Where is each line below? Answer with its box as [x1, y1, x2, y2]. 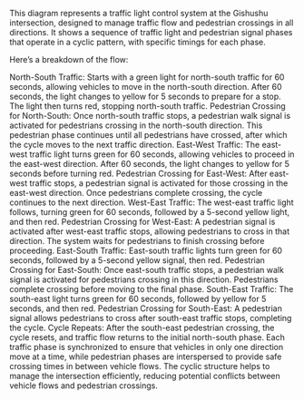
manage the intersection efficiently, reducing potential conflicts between [9, 371, 280, 381]
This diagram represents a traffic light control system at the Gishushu [9, 8, 269, 18]
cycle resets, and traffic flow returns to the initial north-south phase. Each [9, 332, 286, 343]
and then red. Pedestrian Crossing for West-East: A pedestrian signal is [9, 217, 276, 227]
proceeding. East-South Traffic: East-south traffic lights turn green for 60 [9, 245, 283, 256]
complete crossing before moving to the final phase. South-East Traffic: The [9, 284, 294, 294]
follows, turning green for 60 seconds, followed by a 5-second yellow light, [9, 207, 290, 217]
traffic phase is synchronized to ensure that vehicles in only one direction [9, 342, 284, 352]
